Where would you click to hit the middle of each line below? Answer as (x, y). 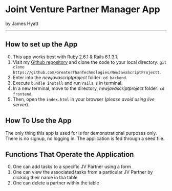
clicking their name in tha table (45, 178)
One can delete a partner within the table (56, 183)
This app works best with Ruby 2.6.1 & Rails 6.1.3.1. (66, 57)
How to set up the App (41, 44)
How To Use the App (38, 121)
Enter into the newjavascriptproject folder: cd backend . (70, 77)
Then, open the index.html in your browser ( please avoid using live (84, 99)
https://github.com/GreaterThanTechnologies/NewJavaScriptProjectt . (87, 72)
